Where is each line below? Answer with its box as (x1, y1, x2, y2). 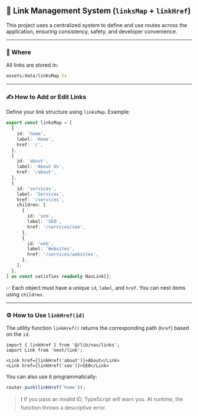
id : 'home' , (16, 131, 46, 137)
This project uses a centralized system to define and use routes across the (6, 21, 187, 28)
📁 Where (6, 48, 31, 56)
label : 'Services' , (16, 191, 65, 197)
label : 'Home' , (16, 136, 54, 142)
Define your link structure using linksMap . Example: (6, 109, 131, 116)
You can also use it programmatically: (6, 373, 97, 380)
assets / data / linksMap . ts (6, 73, 67, 79)
